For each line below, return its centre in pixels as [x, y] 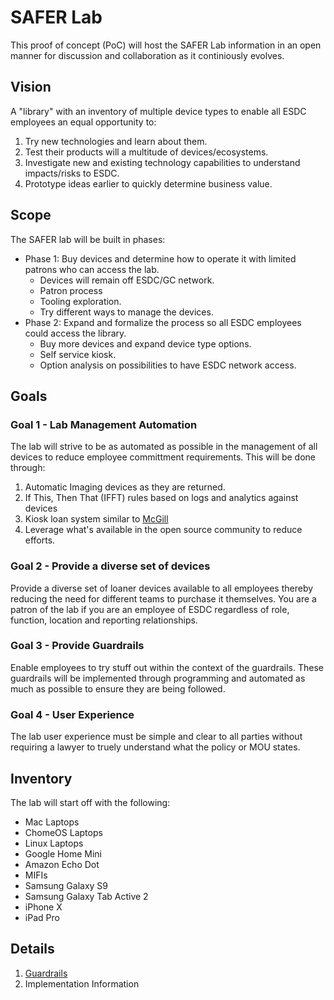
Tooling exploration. [80, 301]
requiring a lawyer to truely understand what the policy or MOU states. [155, 747]
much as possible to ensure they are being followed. [118, 688]
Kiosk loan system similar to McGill [96, 519]
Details [32, 949]
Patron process [71, 290]
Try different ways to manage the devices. [126, 312]
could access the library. [75, 333]
